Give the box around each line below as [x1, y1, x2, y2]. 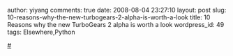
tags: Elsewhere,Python [7, 28, 75, 36]
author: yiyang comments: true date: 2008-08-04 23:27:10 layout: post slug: [7, 6, 227, 14]
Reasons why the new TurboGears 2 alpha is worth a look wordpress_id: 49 [7, 21, 225, 28]
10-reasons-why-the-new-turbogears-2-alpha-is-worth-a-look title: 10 [7, 13, 211, 21]
